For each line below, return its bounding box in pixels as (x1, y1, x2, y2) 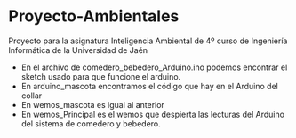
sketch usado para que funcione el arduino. (20, 71, 181, 81)
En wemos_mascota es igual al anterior (20, 99, 165, 110)
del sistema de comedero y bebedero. (20, 118, 161, 129)
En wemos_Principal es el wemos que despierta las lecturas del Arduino (20, 109, 285, 119)
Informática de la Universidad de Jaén (8, 44, 148, 55)
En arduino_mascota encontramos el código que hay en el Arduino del (20, 80, 279, 91)
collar (20, 90, 43, 101)
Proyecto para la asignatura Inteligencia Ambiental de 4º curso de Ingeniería (8, 35, 288, 46)
